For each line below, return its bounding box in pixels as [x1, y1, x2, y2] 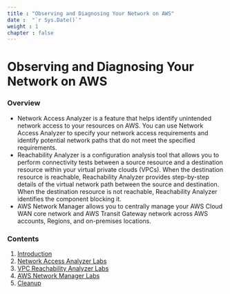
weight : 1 [7, 23, 39, 30]
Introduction [17, 250, 52, 258]
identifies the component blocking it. [17, 195, 122, 203]
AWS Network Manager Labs [17, 272, 100, 280]
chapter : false [7, 29, 54, 37]
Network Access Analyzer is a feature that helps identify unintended [17, 114, 212, 122]
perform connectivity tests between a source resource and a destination [17, 158, 223, 166]
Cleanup [17, 279, 41, 287]
